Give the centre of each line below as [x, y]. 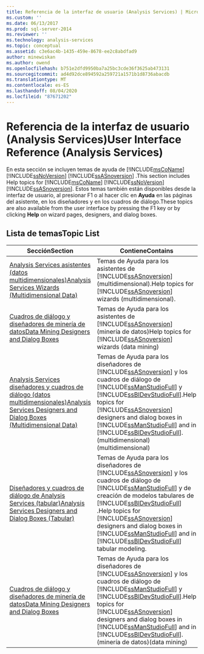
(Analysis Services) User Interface [94, 139]
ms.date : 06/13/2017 [32, 23]
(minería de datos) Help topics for [144, 332]
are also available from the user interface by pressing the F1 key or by [93, 208]
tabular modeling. [122, 548]
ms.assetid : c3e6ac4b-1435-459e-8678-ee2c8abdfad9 [72, 52]
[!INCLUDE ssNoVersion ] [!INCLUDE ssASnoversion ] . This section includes [98, 175]
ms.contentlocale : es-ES [38, 86]
